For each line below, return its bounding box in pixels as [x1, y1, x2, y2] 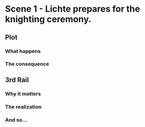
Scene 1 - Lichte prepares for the [5, 3, 141, 15]
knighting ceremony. [5, 14, 92, 25]
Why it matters [5, 90, 41, 97]
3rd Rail [5, 75, 29, 84]
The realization [5, 103, 42, 110]
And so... [5, 116, 28, 123]
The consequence [5, 61, 49, 68]
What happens [5, 48, 41, 54]
